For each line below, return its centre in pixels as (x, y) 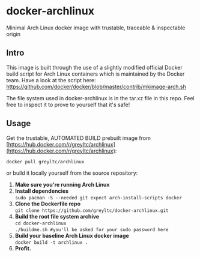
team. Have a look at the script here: (51, 80)
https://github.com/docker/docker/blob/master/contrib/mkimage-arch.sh (96, 86)
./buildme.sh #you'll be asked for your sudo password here (92, 229)
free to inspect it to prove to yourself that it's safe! (68, 104)
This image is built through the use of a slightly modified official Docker (94, 67)
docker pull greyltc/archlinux (45, 162)
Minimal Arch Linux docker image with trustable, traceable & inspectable (96, 28)
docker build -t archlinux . (51, 242)
